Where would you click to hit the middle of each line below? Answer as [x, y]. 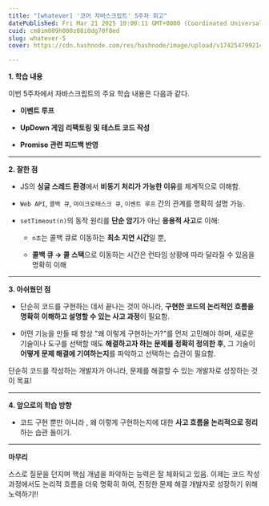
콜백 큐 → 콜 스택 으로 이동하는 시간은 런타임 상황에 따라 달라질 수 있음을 [143, 255]
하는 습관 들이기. [46, 433]
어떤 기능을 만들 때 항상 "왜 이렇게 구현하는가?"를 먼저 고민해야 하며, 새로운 [137, 333]
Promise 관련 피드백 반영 [59, 145]
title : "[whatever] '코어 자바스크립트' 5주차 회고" [88, 16]
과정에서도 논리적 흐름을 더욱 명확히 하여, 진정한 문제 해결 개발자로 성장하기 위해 [133, 484]
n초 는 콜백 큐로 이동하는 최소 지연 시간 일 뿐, [99, 238]
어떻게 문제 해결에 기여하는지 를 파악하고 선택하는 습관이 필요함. [118, 353]
